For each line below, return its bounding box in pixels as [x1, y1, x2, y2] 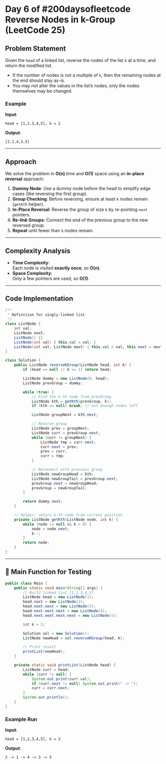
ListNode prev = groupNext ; [31, 426, 90, 431]
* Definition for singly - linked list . [7, 312, 87, 317]
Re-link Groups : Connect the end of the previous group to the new [12, 217, 148, 223]
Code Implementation [5, 295, 73, 303]
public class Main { [5, 581, 48, 586]
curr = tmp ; [40, 454, 65, 458]
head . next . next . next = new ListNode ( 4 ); [23, 609, 107, 613]
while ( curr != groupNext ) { [31, 435, 92, 440]
